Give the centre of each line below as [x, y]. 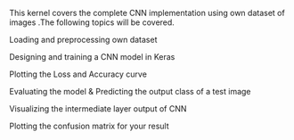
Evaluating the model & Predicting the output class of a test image [130, 91]
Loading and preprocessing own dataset [83, 40]
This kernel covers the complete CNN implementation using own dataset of [147, 13]
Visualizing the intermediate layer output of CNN [98, 109]
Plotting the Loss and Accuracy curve [78, 74]
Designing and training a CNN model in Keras [92, 57]
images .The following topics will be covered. [92, 22]
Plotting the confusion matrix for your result [89, 126]
